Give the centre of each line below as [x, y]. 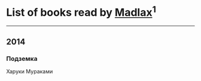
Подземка [22, 59]
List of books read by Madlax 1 [81, 12]
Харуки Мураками [30, 71]
